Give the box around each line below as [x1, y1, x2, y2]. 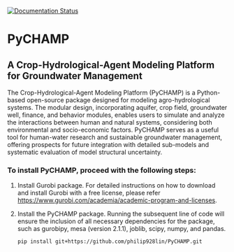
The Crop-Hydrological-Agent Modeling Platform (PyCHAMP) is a [7, 88, 196, 97]
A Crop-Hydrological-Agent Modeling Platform [7, 59, 215, 71]
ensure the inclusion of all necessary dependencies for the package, [17, 217, 215, 225]
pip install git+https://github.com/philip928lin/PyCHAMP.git [17, 238, 203, 245]
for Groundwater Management [7, 70, 143, 82]
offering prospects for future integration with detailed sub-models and [7, 141, 210, 148]
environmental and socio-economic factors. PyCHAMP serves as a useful [7, 126, 219, 134]
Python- [196, 88, 221, 97]
